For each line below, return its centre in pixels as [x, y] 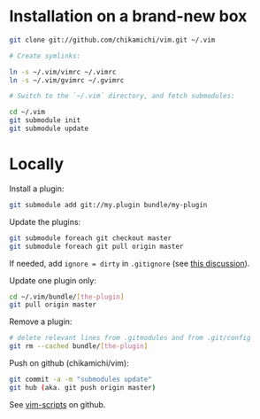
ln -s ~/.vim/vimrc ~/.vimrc [63, 72]
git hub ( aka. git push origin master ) [83, 387]
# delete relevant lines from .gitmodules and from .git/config [130, 338]
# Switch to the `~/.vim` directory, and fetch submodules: [122, 96]
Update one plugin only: [53, 280]
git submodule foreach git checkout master [91, 238]
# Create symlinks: [45, 56]
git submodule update [49, 129]
